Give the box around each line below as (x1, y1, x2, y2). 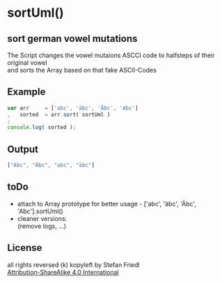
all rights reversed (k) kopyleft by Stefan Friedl (7, 260, 141, 269)
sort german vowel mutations (7, 33, 138, 45)
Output (7, 143, 38, 155)
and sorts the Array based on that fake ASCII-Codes (7, 66, 157, 74)
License (7, 242, 42, 254)
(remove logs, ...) (17, 222, 67, 230)
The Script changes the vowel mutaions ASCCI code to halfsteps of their (7, 51, 215, 59)
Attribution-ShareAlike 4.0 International (7, 268, 120, 276)
